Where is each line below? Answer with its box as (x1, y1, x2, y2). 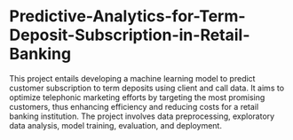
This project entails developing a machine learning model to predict (9, 73, 256, 83)
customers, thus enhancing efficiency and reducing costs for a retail (9, 101, 259, 112)
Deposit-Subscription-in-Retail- (9, 25, 250, 45)
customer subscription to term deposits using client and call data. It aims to (9, 82, 285, 93)
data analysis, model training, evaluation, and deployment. (9, 120, 222, 130)
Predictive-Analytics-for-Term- (9, 6, 246, 27)
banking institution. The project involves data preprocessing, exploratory (9, 111, 275, 121)
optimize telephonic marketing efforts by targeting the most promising (9, 91, 265, 103)
